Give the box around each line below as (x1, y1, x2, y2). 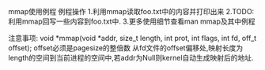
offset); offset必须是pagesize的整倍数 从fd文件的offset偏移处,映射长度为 (8, 43, 244, 53)
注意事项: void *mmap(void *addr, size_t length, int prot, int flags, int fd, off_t (8, 34, 257, 42)
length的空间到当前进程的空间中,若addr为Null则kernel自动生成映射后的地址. (8, 53, 255, 62)
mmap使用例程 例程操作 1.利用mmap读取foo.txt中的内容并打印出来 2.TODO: (8, 7, 255, 16)
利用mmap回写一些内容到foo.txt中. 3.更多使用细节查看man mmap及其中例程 (8, 17, 256, 26)
